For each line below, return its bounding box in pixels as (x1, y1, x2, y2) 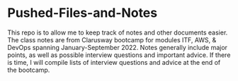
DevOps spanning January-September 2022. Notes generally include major (7, 43, 228, 51)
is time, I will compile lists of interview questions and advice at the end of (7, 58, 221, 66)
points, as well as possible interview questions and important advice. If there (7, 51, 231, 59)
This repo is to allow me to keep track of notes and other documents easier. (7, 28, 228, 37)
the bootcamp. (7, 66, 50, 74)
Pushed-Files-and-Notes (7, 5, 158, 21)
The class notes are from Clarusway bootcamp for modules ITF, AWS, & (7, 35, 217, 44)
